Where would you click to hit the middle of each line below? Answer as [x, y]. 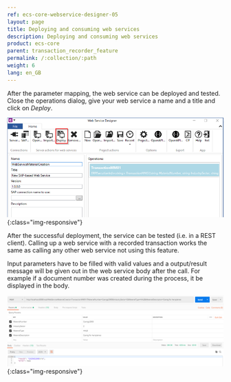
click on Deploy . [30, 108]
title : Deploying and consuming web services [73, 29]
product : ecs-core [33, 44]
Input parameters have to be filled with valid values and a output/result [107, 264]
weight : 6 [21, 66]
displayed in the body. [38, 285]
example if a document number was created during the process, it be [105, 279]
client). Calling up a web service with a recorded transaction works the [107, 243]
